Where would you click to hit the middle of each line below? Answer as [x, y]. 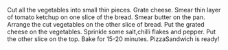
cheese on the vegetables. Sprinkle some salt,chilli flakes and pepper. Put [112, 32]
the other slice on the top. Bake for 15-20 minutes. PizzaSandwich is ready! [113, 39]
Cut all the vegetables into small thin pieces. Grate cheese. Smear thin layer [114, 10]
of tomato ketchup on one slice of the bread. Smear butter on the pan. [106, 17]
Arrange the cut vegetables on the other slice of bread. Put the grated [106, 24]
